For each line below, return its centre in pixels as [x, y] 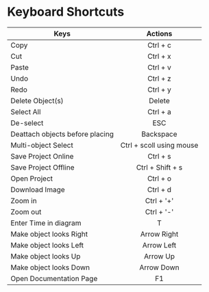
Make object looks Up [46, 256]
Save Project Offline [42, 167]
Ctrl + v [159, 67]
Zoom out [26, 211]
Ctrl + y [159, 90]
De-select [27, 122]
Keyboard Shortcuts [66, 12]
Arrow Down [159, 267]
